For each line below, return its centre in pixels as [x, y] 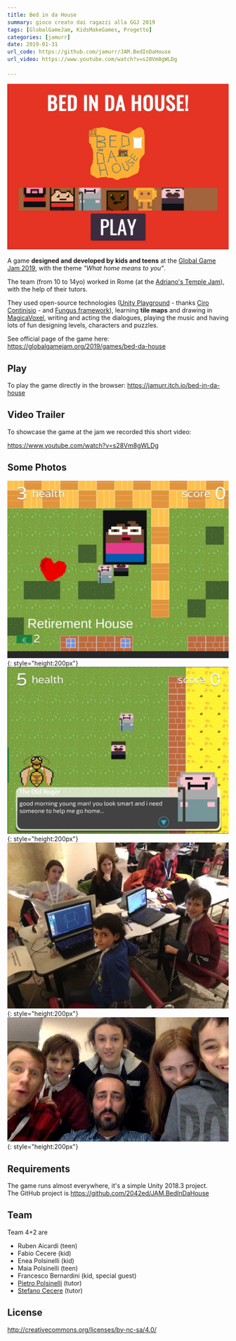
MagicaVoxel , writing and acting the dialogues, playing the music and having [118, 318]
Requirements [39, 1169]
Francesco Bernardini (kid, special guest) [77, 1276]
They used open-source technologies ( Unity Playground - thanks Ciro [108, 303]
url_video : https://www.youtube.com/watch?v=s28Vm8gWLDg [92, 60]
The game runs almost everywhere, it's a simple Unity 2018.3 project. [108, 1186]
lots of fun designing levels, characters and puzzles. [83, 325]
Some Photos [37, 467]
